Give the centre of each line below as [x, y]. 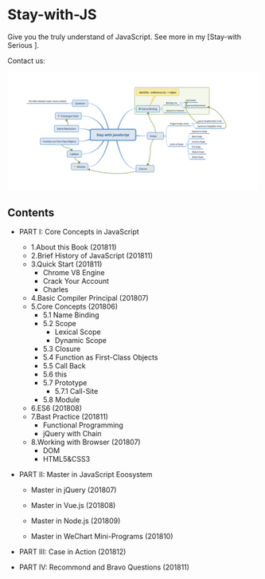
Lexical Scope [78, 332]
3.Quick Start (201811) [66, 264]
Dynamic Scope [80, 340]
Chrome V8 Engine [74, 272]
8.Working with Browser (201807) [86, 442]
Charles [56, 289]
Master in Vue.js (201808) [73, 505]
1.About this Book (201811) [74, 247]
